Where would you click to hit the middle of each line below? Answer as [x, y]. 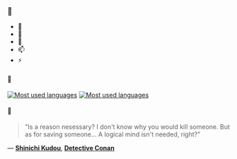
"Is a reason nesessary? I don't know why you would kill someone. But [127, 126]
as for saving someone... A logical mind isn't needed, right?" [112, 134]
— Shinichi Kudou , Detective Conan [61, 148]
